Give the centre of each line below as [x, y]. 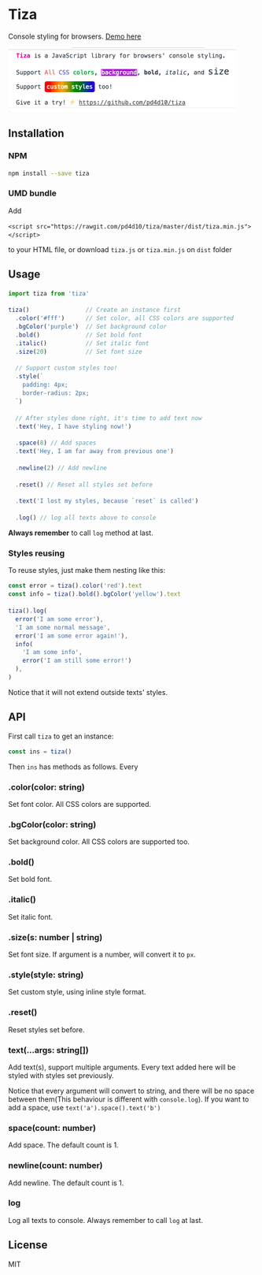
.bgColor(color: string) [52, 824]
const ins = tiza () [40, 751]
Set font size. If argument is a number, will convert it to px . [102, 954]
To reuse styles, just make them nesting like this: [87, 571]
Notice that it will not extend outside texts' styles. [88, 692]
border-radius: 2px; [56, 393]
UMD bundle [33, 193]
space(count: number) [52, 1128]
